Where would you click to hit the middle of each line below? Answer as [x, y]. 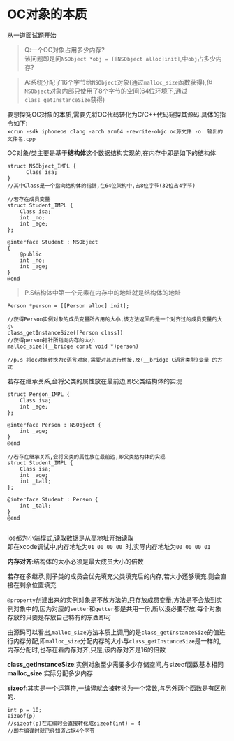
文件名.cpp [22, 139]
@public [31, 254]
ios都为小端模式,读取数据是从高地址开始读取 [71, 538]
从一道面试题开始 [32, 35]
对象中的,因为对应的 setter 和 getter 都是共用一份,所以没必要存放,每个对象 [117, 608]
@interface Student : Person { [53, 499]
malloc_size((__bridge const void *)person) [73, 346]
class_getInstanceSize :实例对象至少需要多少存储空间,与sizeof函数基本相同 [116, 664]
